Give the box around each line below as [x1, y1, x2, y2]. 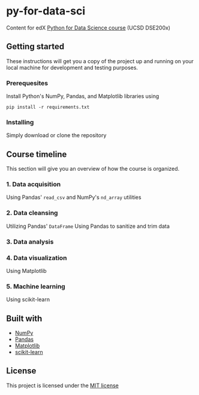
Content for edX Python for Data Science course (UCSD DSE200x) [6, 24, 171, 31]
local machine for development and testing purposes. [6, 64, 138, 71]
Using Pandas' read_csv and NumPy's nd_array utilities [6, 194, 142, 201]
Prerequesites [6, 79, 49, 87]
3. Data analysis [6, 237, 54, 246]
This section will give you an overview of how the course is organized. [6, 165, 180, 173]
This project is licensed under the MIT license [6, 382, 119, 389]
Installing [6, 118, 34, 126]
